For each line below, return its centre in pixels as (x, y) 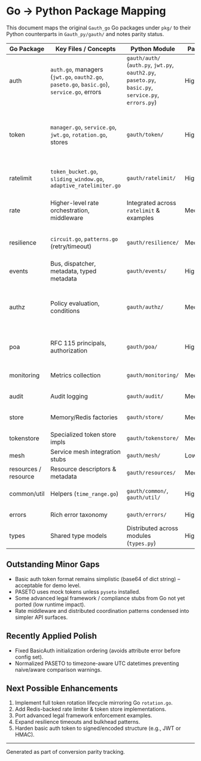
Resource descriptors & (83, 469)
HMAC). (25, 735)
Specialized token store (83, 434)
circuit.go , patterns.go (84, 239)
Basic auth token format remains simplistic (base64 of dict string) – (98, 579)
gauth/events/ (147, 271)
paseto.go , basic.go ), (80, 84)
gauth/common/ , (147, 491)
